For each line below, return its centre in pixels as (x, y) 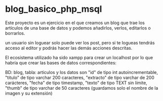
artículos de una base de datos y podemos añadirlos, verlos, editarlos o (78, 28)
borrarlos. (15, 33)
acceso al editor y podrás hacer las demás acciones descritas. (69, 48)
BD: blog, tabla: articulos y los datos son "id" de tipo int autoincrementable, (81, 72)
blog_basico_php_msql (54, 9)
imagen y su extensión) (29, 93)
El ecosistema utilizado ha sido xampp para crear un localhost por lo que (79, 57)
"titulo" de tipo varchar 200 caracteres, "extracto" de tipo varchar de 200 (80, 77)
